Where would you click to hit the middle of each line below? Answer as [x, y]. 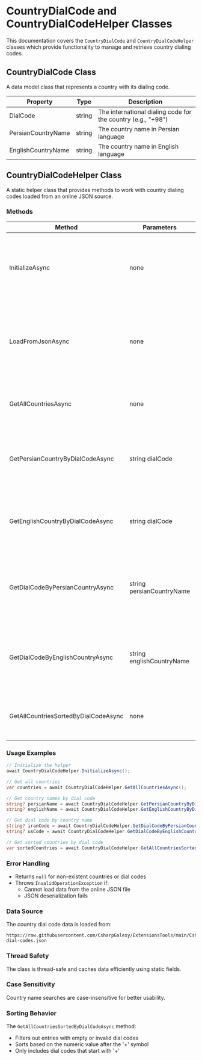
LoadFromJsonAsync [39, 341]
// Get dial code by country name [50, 820]
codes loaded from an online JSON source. [60, 196]
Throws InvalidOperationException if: [62, 882]
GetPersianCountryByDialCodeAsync [62, 459]
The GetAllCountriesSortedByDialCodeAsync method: [71, 1026]
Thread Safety [28, 956]
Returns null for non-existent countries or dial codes [80, 876]
